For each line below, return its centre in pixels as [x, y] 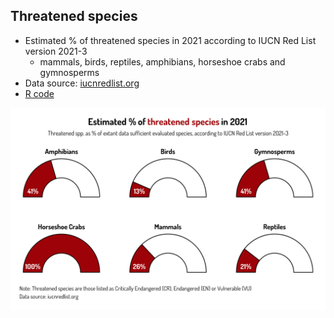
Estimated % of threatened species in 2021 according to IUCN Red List [170, 40]
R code [39, 93]
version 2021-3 [56, 51]
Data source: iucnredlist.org [82, 83]
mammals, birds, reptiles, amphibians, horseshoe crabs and [162, 61]
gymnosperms [69, 72]
